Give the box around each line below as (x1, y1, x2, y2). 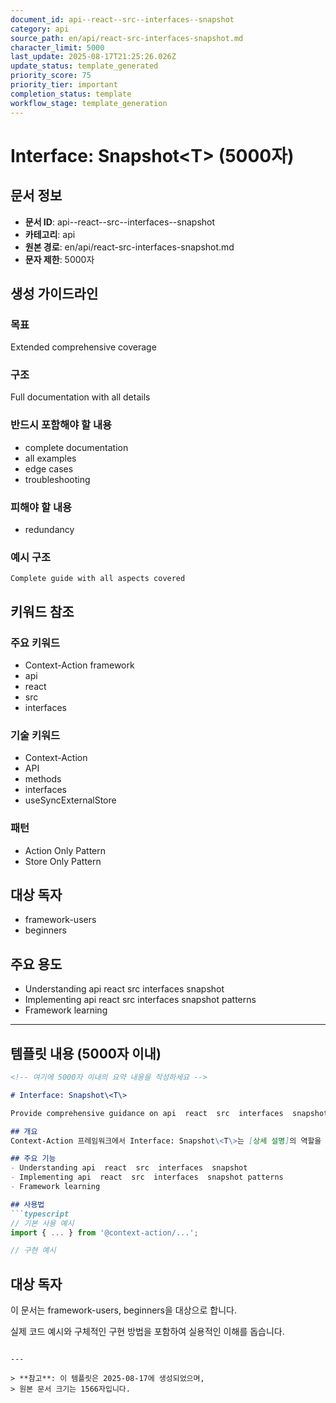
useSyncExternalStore (24, 794, 117, 806)
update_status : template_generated (10, 61, 159, 71)
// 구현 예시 (10, 1246, 57, 1256)
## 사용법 (10, 1199, 45, 1210)
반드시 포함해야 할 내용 (10, 418, 113, 432)
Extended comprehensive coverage (10, 341, 157, 353)
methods (24, 773, 62, 785)
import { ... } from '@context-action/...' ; (10, 1227, 199, 1238)
